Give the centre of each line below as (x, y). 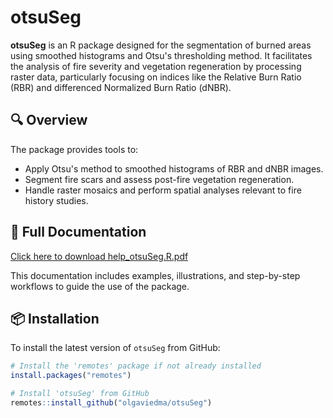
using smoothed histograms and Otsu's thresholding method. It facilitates (161, 55)
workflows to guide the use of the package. (100, 286)
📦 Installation (55, 318)
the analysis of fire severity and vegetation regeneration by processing (156, 66)
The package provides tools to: (74, 149)
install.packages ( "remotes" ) (71, 376)
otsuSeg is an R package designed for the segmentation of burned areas (161, 45)
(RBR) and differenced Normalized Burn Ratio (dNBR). (121, 87)
